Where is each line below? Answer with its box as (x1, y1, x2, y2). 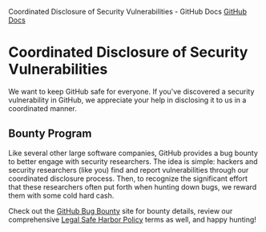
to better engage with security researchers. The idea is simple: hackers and (8, 156, 258, 166)
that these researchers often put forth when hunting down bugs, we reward (8, 182, 257, 191)
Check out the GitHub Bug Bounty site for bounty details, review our (8, 206, 233, 215)
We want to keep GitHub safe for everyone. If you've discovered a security (8, 86, 255, 96)
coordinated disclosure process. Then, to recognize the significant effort (8, 174, 248, 183)
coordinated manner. (8, 103, 78, 113)
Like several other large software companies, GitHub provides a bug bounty (8, 148, 259, 158)
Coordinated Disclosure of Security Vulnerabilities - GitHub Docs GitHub (8, 7, 247, 16)
